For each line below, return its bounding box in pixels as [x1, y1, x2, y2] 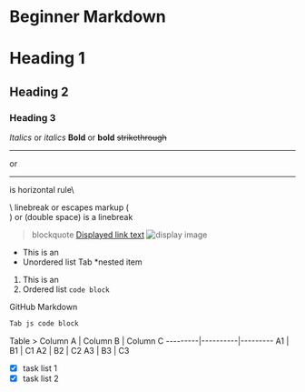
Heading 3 [9, 111, 56, 124]
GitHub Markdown [9, 302, 78, 313]
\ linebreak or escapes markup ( [9, 202, 129, 213]
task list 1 [22, 362, 57, 374]
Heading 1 [9, 48, 86, 69]
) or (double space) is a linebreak [9, 212, 133, 223]
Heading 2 [9, 84, 70, 99]
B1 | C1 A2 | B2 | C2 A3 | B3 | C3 [9, 345, 130, 356]
